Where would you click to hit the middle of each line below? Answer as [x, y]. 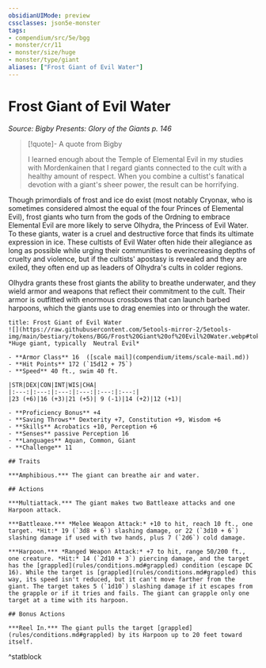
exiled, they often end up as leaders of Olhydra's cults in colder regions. [125, 267]
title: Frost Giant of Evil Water [65, 322]
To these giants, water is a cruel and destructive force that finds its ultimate [131, 233]
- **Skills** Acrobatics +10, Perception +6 [83, 426]
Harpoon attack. [35, 510]
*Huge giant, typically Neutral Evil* [74, 343]
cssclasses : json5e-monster [55, 23]
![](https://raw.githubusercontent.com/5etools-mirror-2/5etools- [120, 329]
